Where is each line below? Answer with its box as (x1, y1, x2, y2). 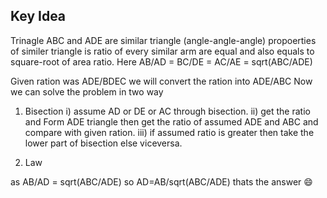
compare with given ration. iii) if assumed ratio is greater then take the (24, 126, 315, 138)
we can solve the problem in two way (10, 85, 164, 98)
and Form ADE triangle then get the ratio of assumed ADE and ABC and (24, 115, 319, 128)
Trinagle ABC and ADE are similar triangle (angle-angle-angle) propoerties (10, 34, 317, 46)
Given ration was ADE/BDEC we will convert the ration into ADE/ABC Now (10, 75, 313, 87)
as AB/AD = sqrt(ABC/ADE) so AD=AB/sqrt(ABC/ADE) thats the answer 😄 (10, 175, 313, 188)
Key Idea (10, 8, 67, 25)
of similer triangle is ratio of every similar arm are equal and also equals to (10, 45, 315, 57)
